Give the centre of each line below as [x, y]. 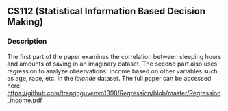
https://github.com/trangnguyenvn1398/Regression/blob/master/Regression [114, 92]
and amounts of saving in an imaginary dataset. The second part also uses [112, 64]
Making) [25, 22]
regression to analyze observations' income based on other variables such [112, 71]
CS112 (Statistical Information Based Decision [106, 11]
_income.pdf [25, 100]
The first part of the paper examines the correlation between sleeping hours [114, 56]
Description [27, 42]
